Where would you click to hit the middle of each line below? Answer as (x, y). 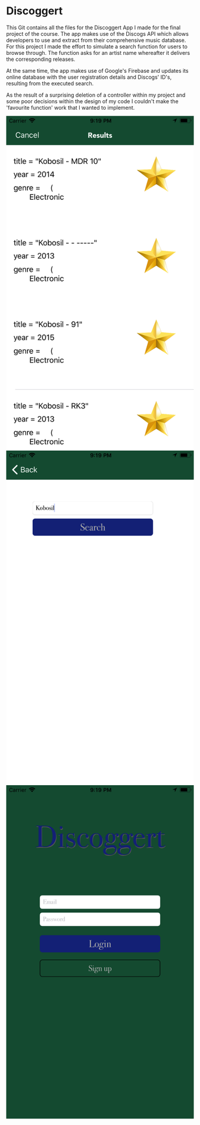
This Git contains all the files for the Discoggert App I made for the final (93, 27)
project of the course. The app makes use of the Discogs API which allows (98, 33)
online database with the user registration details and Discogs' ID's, (89, 77)
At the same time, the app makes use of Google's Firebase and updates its (97, 70)
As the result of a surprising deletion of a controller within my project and (96, 95)
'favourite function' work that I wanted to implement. (71, 107)
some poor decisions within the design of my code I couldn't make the (92, 101)
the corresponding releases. (41, 59)
